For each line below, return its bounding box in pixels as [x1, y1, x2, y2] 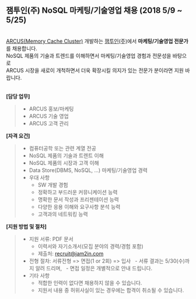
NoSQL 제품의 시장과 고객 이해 [29, 159, 99, 166]
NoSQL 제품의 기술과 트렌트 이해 [29, 152, 104, 159]
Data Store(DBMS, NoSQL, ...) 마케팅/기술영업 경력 [29, 166, 148, 174]
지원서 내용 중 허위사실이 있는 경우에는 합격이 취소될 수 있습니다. [37, 286, 184, 294]
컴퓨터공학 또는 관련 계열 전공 [29, 145, 96, 152]
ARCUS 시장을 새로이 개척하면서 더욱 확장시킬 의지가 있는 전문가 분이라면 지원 [6, 67, 184, 74]
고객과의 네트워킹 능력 [37, 210, 89, 218]
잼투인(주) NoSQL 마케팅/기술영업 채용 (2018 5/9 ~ [6, 5, 183, 16]
